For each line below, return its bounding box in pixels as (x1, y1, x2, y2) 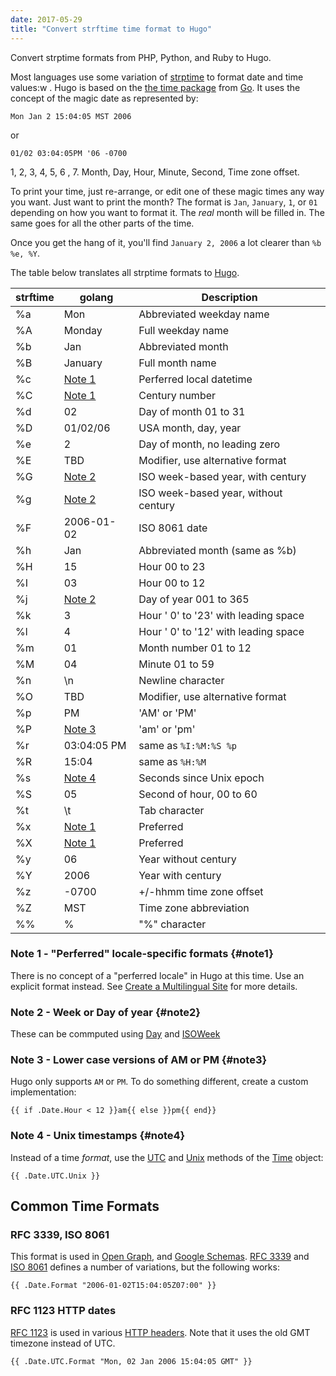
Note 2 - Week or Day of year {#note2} (10, 1005, 201, 1019)
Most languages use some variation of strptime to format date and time (10, 71, 304, 83)
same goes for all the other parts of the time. (10, 217, 195, 229)
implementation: (10, 1086, 77, 1098)
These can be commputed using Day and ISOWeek (10, 1028, 221, 1040)
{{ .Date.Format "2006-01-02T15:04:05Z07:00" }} (10, 1281, 217, 1291)
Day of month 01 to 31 (138, 404, 246, 418)
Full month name (138, 356, 217, 370)
